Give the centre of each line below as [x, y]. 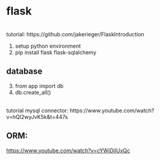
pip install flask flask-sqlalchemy [56, 52]
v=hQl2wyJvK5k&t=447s [37, 117]
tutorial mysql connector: [37, 110]
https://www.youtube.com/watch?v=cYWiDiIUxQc [68, 150]
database [24, 72]
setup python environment [48, 46]
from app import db [39, 86]
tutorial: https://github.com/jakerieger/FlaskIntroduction [75, 34]
